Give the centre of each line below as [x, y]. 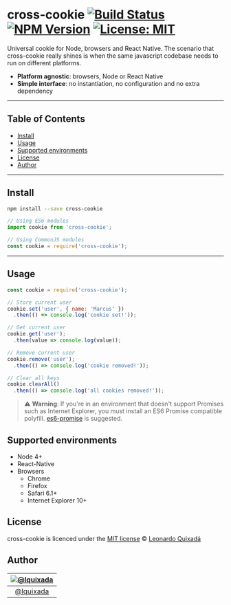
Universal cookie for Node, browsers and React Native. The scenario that [111, 48]
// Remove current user [41, 353]
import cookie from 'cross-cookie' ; [59, 228]
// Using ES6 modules [38, 221]
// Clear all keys [33, 378]
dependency [35, 91]
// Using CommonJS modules [46, 240]
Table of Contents [46, 119]
